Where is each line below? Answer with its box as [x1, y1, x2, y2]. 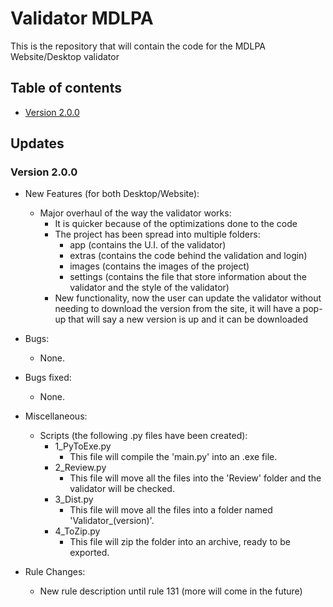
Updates [10, 135, 65, 152]
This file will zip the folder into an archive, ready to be [69, 536, 291, 548]
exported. [69, 547, 110, 559]
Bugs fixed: [24, 372, 72, 384]
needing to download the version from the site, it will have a [54, 303, 301, 315]
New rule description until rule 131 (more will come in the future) [39, 585, 303, 597]
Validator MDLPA [10, 7, 154, 30]
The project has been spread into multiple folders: [54, 228, 261, 241]
